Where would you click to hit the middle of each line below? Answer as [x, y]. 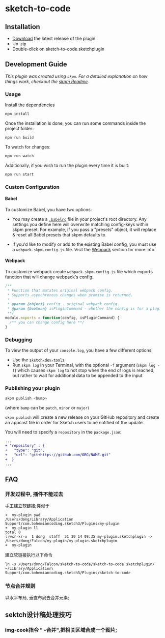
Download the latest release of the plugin [54, 38]
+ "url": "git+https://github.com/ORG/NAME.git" [58, 455]
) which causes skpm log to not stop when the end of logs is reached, [84, 370]
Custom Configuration [32, 187]
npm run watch [20, 156]
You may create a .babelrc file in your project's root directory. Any [79, 219]
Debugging [19, 340]
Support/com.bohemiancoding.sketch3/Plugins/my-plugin [62, 524]
